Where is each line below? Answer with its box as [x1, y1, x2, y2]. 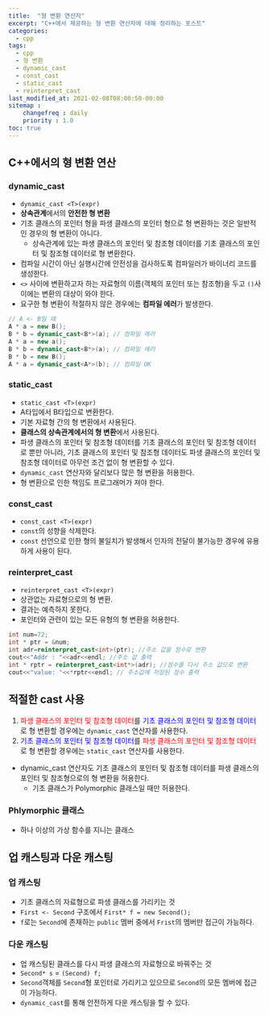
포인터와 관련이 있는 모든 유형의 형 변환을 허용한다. [19, 615, 180, 624]
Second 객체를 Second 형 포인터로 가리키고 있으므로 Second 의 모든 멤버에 [19, 977, 242, 987]
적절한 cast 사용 [8, 693, 85, 706]
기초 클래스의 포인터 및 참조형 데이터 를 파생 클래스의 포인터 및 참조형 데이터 [19, 735, 257, 745]
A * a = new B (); [8, 323, 67, 331]
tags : [8, 42, 27, 50]
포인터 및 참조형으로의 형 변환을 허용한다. [19, 773, 150, 782]
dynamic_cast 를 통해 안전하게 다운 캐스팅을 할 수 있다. [19, 997, 191, 1007]
